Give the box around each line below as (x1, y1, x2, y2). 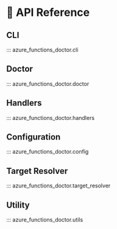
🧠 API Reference (6, 6, 90, 20)
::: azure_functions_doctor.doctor (6, 80, 90, 88)
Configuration (6, 132, 61, 143)
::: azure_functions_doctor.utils (6, 216, 83, 223)
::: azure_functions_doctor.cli (6, 46, 79, 53)
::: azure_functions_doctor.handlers (6, 114, 95, 121)
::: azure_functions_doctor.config (6, 148, 89, 156)
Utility (6, 200, 30, 210)
